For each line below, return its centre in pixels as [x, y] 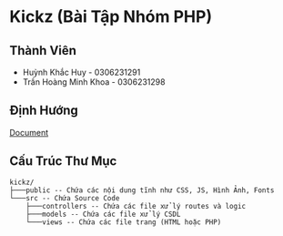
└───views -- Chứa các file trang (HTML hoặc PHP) [124, 222]
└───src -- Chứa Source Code [65, 198]
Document [29, 132]
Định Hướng [44, 111]
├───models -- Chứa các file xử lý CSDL [103, 214]
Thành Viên [43, 51]
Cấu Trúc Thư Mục [63, 161]
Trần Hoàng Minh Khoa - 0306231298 [94, 82]
